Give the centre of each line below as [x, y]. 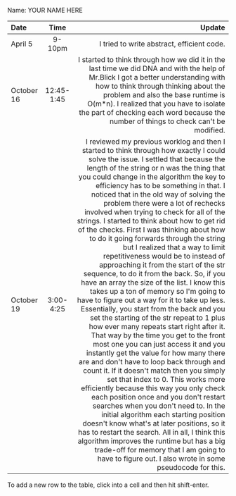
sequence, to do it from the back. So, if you [154, 274]
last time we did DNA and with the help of [157, 68]
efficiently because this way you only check [153, 388]
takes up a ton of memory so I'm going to [158, 291]
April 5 [22, 44]
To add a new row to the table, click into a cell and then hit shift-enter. [108, 485]
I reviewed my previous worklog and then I [155, 142]
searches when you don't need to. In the [159, 406]
